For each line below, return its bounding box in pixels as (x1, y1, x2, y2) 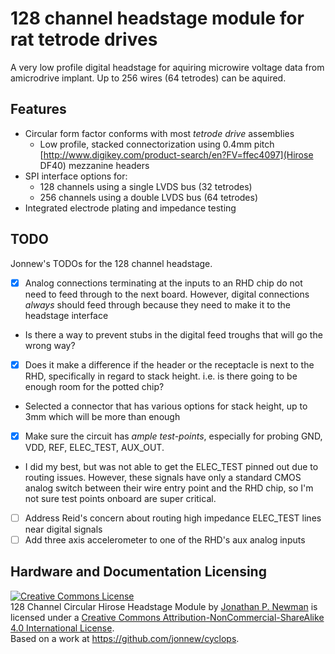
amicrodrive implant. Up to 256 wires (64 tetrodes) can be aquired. (10, 72, 287, 84)
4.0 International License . (10, 622, 115, 634)
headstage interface (24, 309, 109, 321)
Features (10, 101, 67, 118)
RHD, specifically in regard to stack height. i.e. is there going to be (24, 370, 298, 382)
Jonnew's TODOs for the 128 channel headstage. (10, 257, 213, 269)
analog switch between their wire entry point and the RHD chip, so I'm (24, 482, 314, 494)
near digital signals (24, 523, 103, 535)
